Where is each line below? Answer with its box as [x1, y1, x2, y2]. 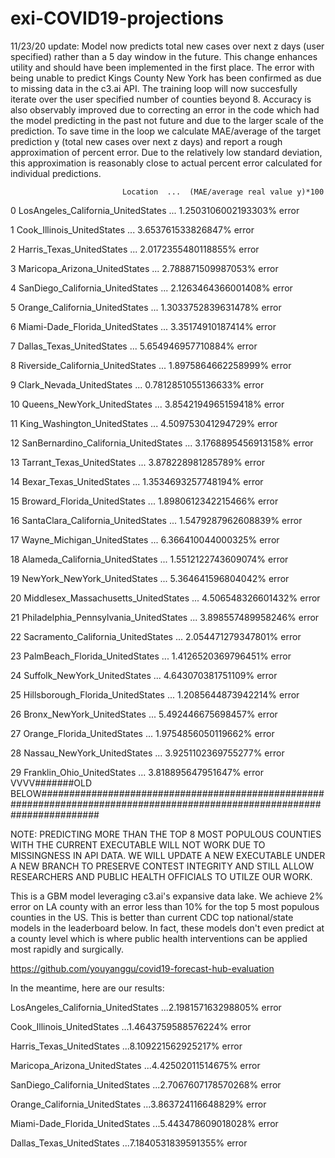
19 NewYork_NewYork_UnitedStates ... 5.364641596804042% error [10, 572, 290, 584]
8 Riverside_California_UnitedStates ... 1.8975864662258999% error [10, 359, 292, 371]
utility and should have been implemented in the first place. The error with [10, 61, 315, 73]
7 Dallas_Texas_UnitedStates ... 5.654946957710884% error [10, 340, 258, 352]
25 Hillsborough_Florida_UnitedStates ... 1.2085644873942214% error [10, 688, 300, 701]
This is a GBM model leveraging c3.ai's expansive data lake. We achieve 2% [10, 890, 324, 902]
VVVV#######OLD [10, 777, 93, 789]
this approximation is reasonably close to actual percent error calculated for [10, 157, 323, 169]
